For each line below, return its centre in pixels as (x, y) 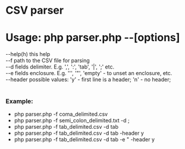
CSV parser (35, 10)
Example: (19, 101)
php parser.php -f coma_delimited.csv (61, 114)
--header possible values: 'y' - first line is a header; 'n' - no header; (88, 80)
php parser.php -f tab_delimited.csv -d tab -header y (79, 133)
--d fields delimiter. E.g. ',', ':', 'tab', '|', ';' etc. (60, 67)
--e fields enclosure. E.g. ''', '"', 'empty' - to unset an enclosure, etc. (89, 73)
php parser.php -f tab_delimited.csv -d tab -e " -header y (84, 139)
